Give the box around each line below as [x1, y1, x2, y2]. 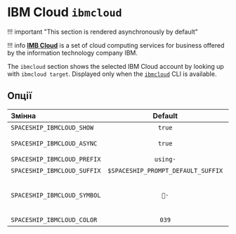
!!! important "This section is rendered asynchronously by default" [7, 27, 199, 36]
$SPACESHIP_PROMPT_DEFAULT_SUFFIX [107, 167, 223, 174]
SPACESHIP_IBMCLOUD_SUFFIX [11, 167, 101, 174]
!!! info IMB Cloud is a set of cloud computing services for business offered [7, 41, 225, 49]
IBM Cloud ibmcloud [7, 4, 122, 20]
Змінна [11, 110, 37, 120]
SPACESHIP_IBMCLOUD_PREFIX [11, 155, 101, 163]
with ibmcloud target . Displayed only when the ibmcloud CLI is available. [7, 70, 217, 78]
